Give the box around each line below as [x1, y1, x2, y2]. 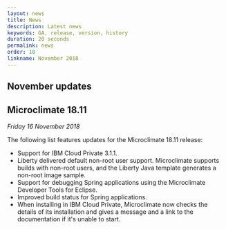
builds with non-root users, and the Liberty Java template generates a [17, 163, 216, 172]
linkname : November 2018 [7, 55, 79, 62]
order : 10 [7, 49, 36, 56]
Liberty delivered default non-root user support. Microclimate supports [17, 156, 220, 164]
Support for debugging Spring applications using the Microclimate [17, 178, 206, 186]
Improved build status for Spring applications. [17, 192, 147, 201]
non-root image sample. [17, 170, 86, 179]
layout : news [7, 10, 45, 17]
